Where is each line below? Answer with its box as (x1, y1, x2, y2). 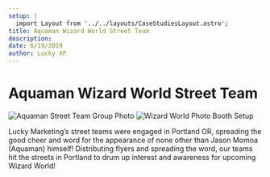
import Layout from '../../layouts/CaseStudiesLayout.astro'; (15, 19, 229, 27)
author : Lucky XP (8, 49, 67, 57)
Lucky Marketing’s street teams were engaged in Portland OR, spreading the (8, 126, 262, 136)
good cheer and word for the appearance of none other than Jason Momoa (8, 135, 259, 145)
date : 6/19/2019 (8, 42, 63, 50)
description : (8, 34, 52, 43)
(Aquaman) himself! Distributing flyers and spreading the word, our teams (8, 143, 253, 154)
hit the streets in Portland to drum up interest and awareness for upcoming (8, 152, 256, 162)
